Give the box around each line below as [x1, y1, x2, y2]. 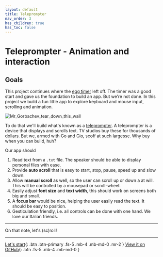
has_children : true [5, 20, 45, 26]
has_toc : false [5, 25, 36, 30]
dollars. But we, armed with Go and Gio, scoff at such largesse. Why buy [5, 133, 150, 139]
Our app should [5, 147, 36, 153]
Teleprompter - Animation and [5, 46, 130, 57]
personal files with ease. [12, 162, 61, 168]
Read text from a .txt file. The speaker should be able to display [12, 157, 142, 163]
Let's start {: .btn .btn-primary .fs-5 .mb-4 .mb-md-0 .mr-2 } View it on [5, 241, 146, 247]
